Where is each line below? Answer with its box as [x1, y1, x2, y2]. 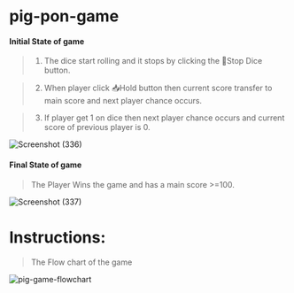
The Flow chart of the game [30, 257, 133, 267]
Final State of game [9, 159, 82, 170]
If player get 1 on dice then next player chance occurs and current [43, 112, 285, 123]
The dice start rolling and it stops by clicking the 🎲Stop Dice [43, 56, 263, 66]
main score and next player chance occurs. [43, 96, 202, 106]
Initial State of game [9, 35, 85, 46]
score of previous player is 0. [43, 122, 151, 133]
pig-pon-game [9, 6, 120, 27]
